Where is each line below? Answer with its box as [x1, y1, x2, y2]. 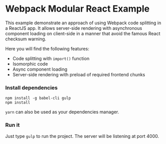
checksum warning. [5, 36, 46, 42]
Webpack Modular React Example [5, 3, 150, 15]
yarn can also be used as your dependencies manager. [5, 109, 120, 115]
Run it [5, 122, 20, 129]
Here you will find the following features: [5, 45, 89, 52]
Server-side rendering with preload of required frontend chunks [12, 71, 145, 77]
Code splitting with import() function [12, 55, 90, 61]
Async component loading [12, 66, 68, 72]
